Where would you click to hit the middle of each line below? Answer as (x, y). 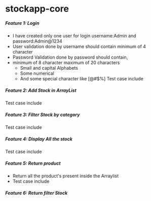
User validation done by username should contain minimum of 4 (79, 46)
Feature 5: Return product (33, 163)
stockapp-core (37, 9)
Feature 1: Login (22, 23)
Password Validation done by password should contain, (70, 57)
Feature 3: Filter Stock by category (42, 115)
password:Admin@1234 (37, 41)
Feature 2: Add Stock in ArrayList (41, 90)
